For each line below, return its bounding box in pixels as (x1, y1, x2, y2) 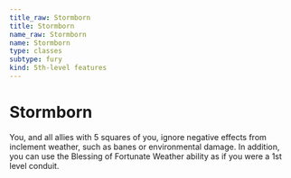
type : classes (9, 47, 63, 56)
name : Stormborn (9, 38, 70, 48)
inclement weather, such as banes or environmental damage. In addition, (9, 141, 280, 152)
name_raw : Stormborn (9, 30, 88, 39)
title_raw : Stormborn (9, 13, 91, 22)
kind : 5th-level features (9, 64, 107, 73)
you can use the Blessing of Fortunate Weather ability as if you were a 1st (9, 150, 283, 162)
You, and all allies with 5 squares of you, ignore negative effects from (9, 131, 267, 142)
